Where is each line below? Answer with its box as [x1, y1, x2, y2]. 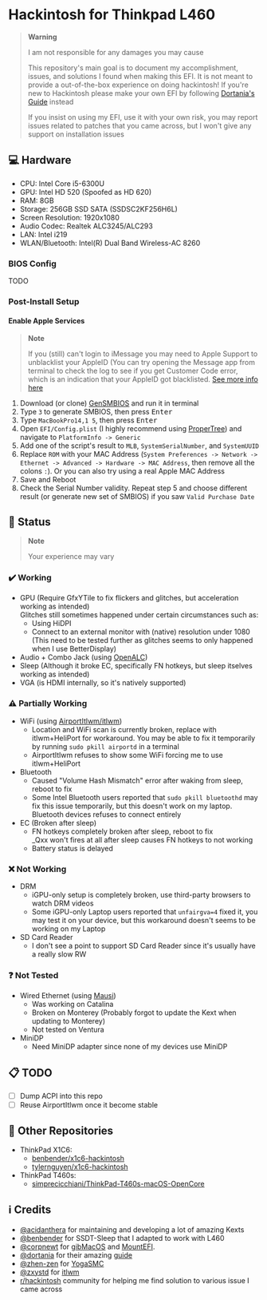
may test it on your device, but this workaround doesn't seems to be [31, 915, 257, 925]
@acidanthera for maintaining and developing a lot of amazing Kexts [19, 1224, 245, 1235]
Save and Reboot [19, 475, 77, 485]
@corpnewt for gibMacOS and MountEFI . [19, 1242, 155, 1251]
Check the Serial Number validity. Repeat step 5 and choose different [19, 483, 248, 493]
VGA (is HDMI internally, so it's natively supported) [19, 678, 187, 688]
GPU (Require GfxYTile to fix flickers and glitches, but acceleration [19, 593, 239, 603]
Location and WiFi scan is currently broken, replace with [31, 724, 217, 734]
